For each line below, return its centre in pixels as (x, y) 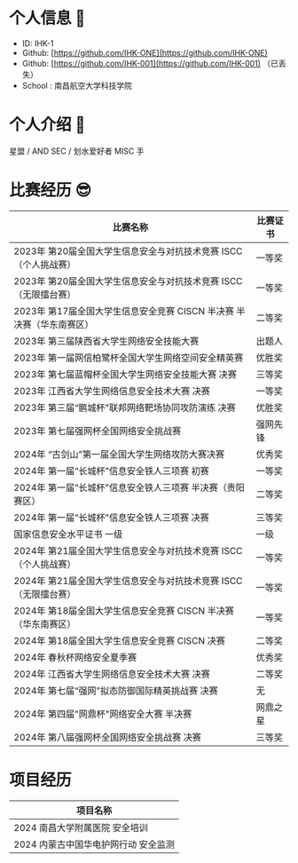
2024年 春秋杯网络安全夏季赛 (75, 657)
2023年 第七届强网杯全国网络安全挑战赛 (98, 431)
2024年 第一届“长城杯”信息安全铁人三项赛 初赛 (112, 471)
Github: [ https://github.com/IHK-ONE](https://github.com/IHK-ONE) (145, 52)
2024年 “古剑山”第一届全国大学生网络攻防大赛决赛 (119, 454)
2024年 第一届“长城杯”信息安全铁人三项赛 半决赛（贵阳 (129, 487)
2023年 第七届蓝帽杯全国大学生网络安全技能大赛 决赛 (125, 374)
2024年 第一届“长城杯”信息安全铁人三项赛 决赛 (112, 518)
